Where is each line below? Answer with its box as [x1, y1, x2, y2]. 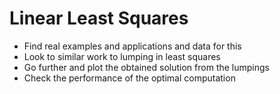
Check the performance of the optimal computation [23, 72, 236, 84]
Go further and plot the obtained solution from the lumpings [23, 61, 270, 73]
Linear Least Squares [9, 7, 189, 30]
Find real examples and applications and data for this [23, 40, 242, 52]
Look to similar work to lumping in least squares [23, 50, 221, 62]
